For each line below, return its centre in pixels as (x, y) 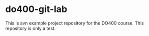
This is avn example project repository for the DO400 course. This (74, 23)
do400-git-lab (36, 9)
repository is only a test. (31, 28)
